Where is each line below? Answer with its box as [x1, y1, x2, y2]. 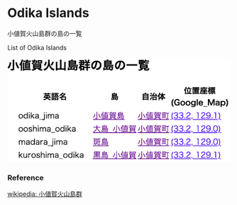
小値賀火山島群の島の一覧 [7, 29, 82, 37]
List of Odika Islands [7, 43, 67, 52]
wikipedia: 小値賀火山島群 [7, 189, 83, 199]
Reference [7, 172, 44, 182]
